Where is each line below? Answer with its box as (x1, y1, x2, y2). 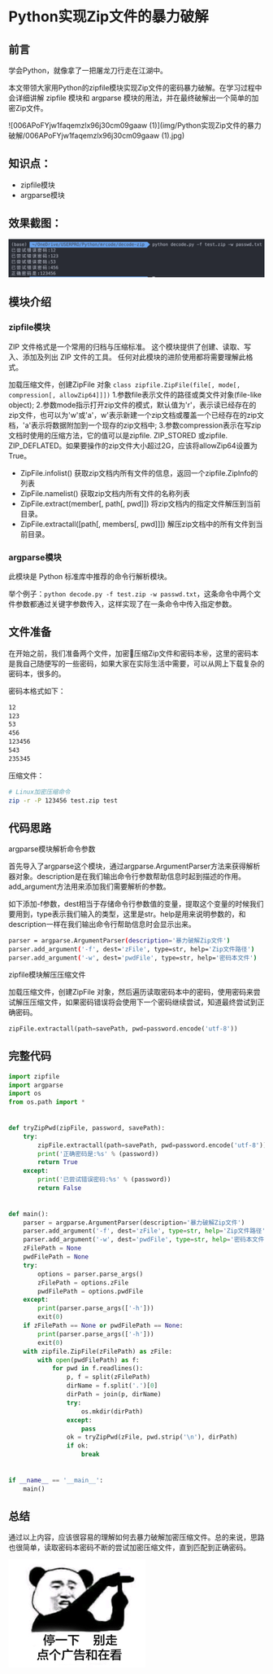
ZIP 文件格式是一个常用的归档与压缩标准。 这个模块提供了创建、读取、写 (8, 341, 252, 351)
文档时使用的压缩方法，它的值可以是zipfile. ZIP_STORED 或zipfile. (8, 430, 228, 440)
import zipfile (8, 1072, 60, 1080)
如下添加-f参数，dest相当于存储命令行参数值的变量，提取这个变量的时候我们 (8, 899, 264, 909)
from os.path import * (8, 1098, 85, 1106)
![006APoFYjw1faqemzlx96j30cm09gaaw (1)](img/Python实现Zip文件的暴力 (8, 121, 262, 130)
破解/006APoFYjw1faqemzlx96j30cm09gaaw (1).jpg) (8, 131, 185, 140)
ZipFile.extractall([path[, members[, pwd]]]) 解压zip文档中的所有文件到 (19, 519, 256, 529)
